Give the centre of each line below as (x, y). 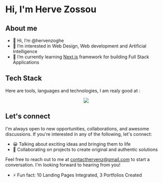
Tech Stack (24, 78)
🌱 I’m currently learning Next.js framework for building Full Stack (81, 57)
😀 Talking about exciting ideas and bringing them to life (72, 144)
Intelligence (25, 51)
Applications (26, 62)
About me (21, 28)
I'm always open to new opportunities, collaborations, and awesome (77, 128)
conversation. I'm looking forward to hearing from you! (63, 165)
